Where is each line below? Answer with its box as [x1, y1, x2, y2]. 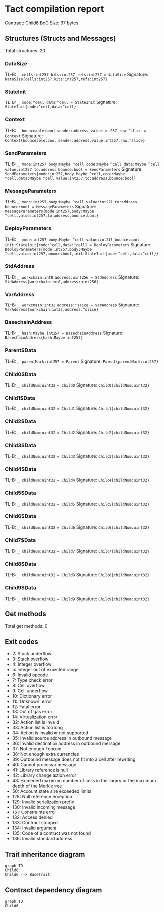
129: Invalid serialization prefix [12, 799, 74, 805]
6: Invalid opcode [12, 672, 48, 678]
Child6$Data [5, 513, 36, 520]
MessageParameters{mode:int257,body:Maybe [5, 209, 94, 214]
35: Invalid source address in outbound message [12, 735, 112, 741]
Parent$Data [5, 347, 36, 354]
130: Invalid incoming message [12, 804, 76, 810]
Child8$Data [5, 561, 36, 568]
